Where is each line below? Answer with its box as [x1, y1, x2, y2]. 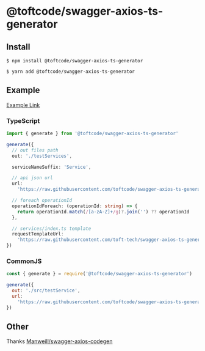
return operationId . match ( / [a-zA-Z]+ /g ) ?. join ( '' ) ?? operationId [17, 209, 190, 215]
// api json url [12, 175, 53, 181]
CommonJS [6, 257, 42, 265]
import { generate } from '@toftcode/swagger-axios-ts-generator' [6, 130, 179, 137]
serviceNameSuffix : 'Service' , [12, 164, 92, 170]
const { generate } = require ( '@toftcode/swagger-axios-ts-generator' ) [6, 271, 192, 277]
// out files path [12, 147, 59, 153]
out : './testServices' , [12, 153, 72, 159]
